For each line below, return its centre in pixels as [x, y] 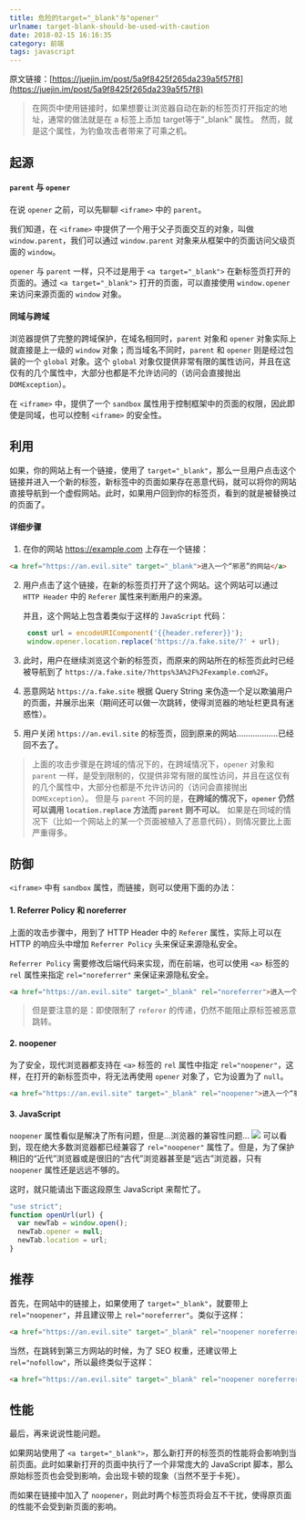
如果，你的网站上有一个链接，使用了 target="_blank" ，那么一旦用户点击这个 [153, 470]
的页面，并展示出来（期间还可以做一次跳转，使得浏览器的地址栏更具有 [154, 702]
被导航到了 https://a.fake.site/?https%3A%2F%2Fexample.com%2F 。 [148, 671]
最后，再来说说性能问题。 [57, 1433]
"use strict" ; [36, 1206]
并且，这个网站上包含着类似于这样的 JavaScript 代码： [125, 615]
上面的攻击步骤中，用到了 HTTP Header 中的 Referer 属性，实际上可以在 [146, 932]
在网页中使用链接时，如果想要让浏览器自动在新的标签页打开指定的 [155, 108]
